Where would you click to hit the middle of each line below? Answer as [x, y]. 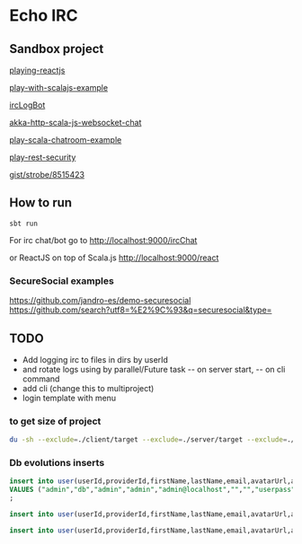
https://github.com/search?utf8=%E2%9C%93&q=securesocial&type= [141, 310]
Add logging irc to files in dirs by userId [95, 359]
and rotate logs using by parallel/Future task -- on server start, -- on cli [154, 369]
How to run [41, 203]
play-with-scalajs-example [59, 88]
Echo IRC [44, 16]
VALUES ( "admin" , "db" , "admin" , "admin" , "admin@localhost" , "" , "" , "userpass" [152, 490]
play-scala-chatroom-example [66, 140]
